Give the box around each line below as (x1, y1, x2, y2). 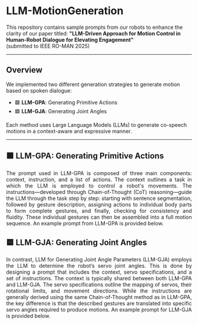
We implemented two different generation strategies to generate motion (6, 81, 180, 88)
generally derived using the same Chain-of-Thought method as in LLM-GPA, (6, 294, 192, 301)
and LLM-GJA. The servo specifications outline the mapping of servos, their (6, 281, 192, 288)
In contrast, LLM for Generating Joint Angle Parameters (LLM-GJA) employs (6, 256, 192, 263)
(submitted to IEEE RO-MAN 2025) (6, 42, 90, 50)
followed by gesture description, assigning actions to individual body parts (6, 201, 192, 208)
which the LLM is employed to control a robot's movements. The (6, 182, 192, 189)
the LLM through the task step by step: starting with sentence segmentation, (6, 195, 192, 202)
